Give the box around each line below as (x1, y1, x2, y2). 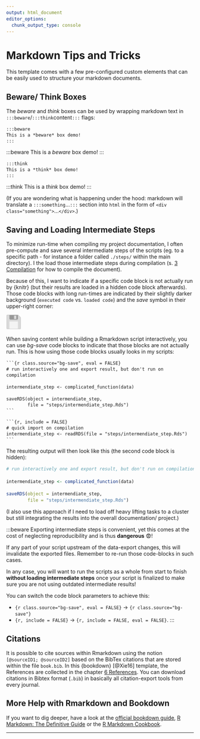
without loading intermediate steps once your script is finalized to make (6, 575, 185, 582)
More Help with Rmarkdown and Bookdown (6, 699, 170, 709)
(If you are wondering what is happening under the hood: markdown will (6, 195, 183, 202)
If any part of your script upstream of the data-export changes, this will (6, 544, 180, 551)
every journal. (6, 681, 40, 688)
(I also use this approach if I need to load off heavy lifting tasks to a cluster (6, 508, 189, 515)
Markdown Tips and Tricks (6, 48, 141, 62)
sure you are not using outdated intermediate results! (6, 581, 136, 588)
